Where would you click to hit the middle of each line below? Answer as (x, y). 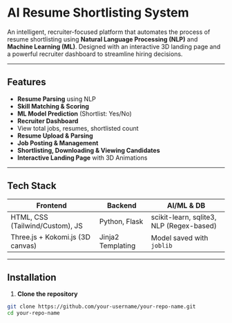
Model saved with (180, 238)
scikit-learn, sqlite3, (184, 217)
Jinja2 (109, 237)
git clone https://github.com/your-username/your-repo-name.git (101, 307)
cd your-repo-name (33, 313)
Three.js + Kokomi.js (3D (51, 237)
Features (27, 82)
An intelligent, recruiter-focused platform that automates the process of (109, 32)
